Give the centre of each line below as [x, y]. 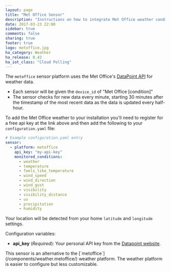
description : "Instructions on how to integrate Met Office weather [79, 19]
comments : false [22, 34]
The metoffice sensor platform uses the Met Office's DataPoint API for [79, 76]
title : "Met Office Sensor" [35, 15]
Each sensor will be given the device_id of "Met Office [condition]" [83, 92]
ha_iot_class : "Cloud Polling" [38, 62]
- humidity [30, 209]
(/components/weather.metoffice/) [41, 259]
